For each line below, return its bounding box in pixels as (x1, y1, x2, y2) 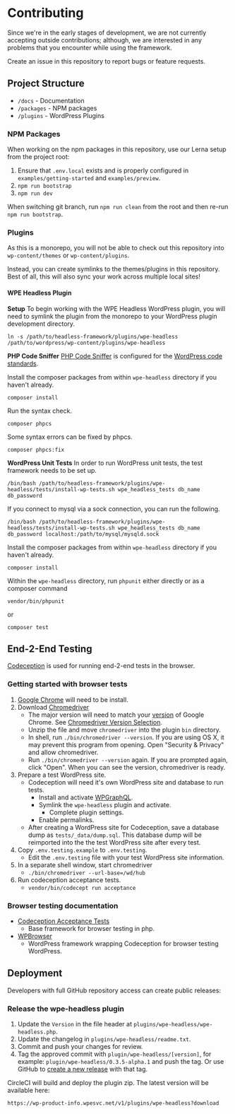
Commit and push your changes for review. (17, 1043, 143, 1051)
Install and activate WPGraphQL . (38, 793, 133, 802)
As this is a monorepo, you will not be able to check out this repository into (7, 244, 224, 252)
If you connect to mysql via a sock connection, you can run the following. (7, 504, 220, 513)
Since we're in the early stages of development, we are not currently (7, 28, 207, 37)
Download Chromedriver (17, 703, 90, 711)
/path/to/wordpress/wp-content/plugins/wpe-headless (7, 339, 166, 346)
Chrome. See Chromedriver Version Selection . (28, 717, 163, 726)
